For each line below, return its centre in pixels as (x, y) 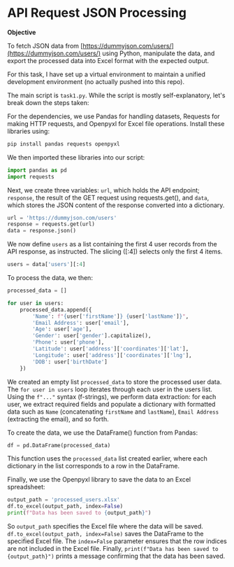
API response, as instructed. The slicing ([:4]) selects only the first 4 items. (115, 252)
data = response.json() (42, 231)
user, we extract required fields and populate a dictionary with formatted (111, 404)
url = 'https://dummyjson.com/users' (62, 218)
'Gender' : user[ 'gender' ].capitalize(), (92, 336)
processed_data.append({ (56, 309)
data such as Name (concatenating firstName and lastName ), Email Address (113, 412)
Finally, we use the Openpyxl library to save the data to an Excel (99, 479)
